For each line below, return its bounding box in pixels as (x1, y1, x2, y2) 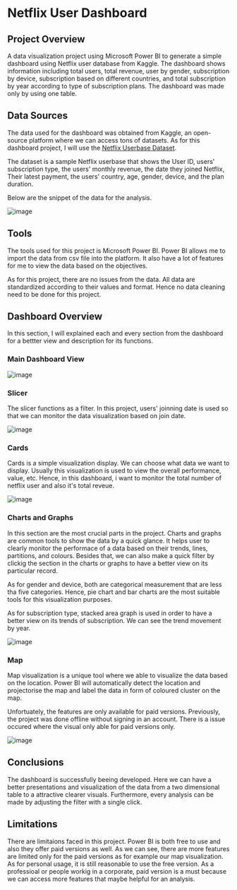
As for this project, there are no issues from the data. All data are (7, 275, 195, 283)
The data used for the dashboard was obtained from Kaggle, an (7, 129, 192, 137)
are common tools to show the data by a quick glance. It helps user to (7, 536, 210, 545)
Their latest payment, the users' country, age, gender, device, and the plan (7, 172, 224, 181)
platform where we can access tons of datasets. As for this (29, 136, 200, 144)
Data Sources (7, 109, 68, 121)
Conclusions (7, 756, 64, 769)
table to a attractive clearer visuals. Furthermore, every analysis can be (7, 790, 214, 799)
